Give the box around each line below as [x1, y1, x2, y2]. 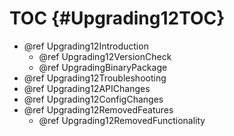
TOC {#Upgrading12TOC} [9, 7, 226, 30]
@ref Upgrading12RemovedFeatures [23, 103, 174, 116]
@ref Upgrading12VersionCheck [38, 50, 172, 62]
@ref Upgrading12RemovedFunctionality [38, 114, 206, 126]
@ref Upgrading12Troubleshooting [23, 72, 167, 84]
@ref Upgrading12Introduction [23, 40, 149, 52]
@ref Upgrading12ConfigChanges [23, 93, 164, 105]
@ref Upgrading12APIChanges [23, 82, 151, 94]
